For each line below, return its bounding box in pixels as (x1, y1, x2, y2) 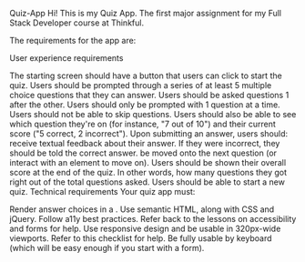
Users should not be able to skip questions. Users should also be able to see (9, 109, 297, 119)
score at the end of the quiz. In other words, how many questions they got (9, 167, 288, 177)
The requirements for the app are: (9, 35, 137, 45)
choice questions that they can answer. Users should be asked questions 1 (9, 90, 290, 100)
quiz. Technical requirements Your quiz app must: (9, 186, 196, 196)
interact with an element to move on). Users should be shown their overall (9, 157, 287, 167)
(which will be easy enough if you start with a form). (9, 243, 205, 253)
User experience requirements (9, 53, 124, 63)
